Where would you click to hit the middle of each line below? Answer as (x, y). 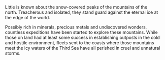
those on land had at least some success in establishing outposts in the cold (82, 37)
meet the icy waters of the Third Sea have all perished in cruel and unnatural (82, 48)
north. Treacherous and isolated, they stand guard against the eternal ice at (82, 12)
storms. (13, 53)
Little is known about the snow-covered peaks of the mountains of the (76, 7)
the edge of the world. (28, 17)
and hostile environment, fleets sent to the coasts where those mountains (80, 43)
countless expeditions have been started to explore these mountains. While (82, 32)
